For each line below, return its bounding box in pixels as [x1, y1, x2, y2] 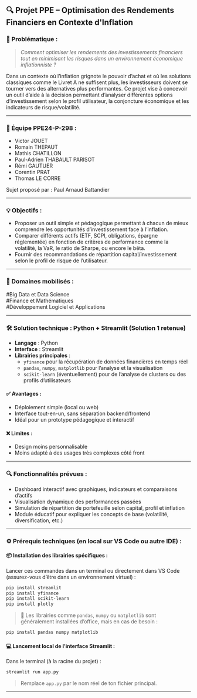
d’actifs [14, 492, 33, 499]
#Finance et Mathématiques [6, 297, 74, 304]
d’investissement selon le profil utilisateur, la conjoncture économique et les [6, 97, 189, 105]
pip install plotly [6, 601, 54, 607]
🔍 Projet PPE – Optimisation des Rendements [6, 5, 175, 15]
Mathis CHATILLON [14, 149, 62, 156]
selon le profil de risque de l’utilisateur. [14, 257, 108, 264]
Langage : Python [14, 339, 59, 346]
